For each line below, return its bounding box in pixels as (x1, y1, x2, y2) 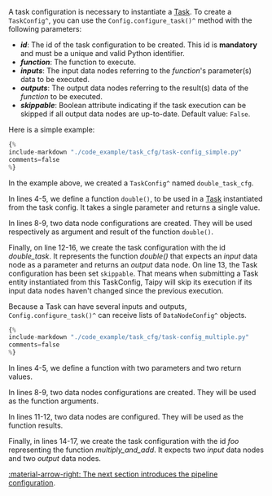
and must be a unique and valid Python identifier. (20, 49, 185, 58)
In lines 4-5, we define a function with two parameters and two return (8, 363, 242, 372)
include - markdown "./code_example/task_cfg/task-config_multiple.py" (8, 333, 250, 342)
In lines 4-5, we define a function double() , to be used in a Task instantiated (8, 194, 263, 203)
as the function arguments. (8, 396, 99, 406)
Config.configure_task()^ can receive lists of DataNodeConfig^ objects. (8, 310, 247, 320)
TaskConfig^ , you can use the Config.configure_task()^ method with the (8, 15, 252, 25)
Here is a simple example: (8, 125, 95, 134)
